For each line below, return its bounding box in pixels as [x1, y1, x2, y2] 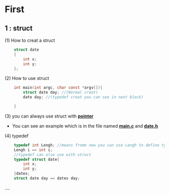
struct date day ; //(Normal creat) [23, 90, 98, 95]
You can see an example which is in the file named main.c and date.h [12, 123, 158, 129]
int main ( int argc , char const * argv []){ [14, 85, 103, 90]
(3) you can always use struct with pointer [5, 113, 94, 119]
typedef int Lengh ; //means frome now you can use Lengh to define [14, 143, 159, 148]
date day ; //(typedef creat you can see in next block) [23, 95, 144, 100]
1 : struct [5, 24, 33, 33]
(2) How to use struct [5, 75, 49, 81]
